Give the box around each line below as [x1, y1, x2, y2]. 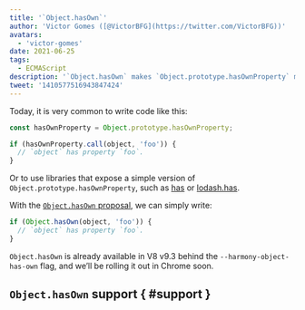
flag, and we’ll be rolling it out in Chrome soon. [40, 260, 214, 271]
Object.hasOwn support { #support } [9, 286, 212, 302]
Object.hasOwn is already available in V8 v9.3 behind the [9, 250, 219, 261]
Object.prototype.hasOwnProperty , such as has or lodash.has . [9, 182, 241, 193]
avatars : [9, 30, 43, 39]
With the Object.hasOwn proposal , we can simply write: [9, 200, 212, 211]
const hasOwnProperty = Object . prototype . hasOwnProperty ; [9, 123, 233, 132]
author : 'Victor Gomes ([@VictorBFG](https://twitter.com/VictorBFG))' [9, 22, 286, 31]
